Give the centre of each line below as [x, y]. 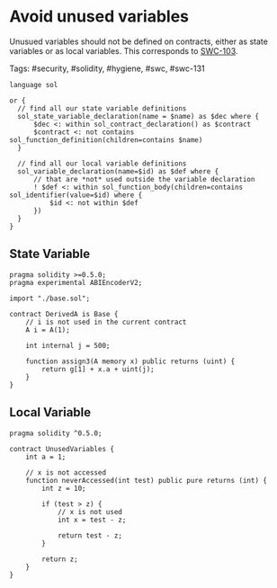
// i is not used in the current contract [106, 322]
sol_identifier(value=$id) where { [76, 195]
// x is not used [90, 512]
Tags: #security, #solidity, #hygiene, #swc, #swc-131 [107, 68]
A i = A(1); [48, 330]
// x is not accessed [66, 472]
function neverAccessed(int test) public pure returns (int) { [147, 480]
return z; [60, 559]
